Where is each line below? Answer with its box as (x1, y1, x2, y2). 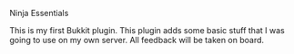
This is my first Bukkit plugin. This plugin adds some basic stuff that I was (9, 25, 285, 35)
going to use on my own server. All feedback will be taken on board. (9, 35, 265, 45)
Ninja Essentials (9, 8, 69, 18)
